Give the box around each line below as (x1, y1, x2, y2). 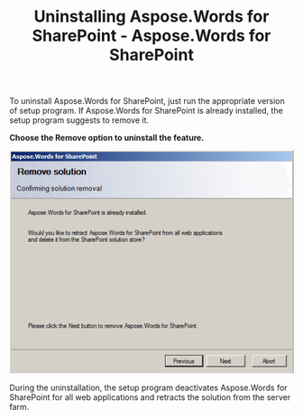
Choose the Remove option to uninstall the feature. (9, 133, 205, 144)
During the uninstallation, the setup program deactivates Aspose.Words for (9, 382, 288, 393)
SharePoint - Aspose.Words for (32, 25, 271, 46)
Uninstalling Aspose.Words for (33, 6, 270, 27)
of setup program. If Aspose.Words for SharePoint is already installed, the (9, 106, 284, 116)
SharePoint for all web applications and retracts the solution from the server (9, 391, 291, 403)
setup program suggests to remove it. (9, 115, 150, 126)
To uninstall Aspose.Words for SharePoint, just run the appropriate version (9, 96, 286, 107)
